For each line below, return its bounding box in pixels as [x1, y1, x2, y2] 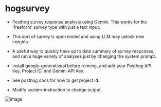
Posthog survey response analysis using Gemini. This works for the [12, 19, 147, 25]
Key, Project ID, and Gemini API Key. [12, 68, 85, 73]
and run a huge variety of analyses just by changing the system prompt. [12, 53, 157, 59]
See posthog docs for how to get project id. [12, 77, 100, 83]
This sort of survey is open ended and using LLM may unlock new [12, 34, 144, 39]
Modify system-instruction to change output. [12, 87, 102, 92]
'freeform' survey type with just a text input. [12, 24, 101, 30]
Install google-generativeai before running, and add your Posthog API [12, 63, 152, 69]
